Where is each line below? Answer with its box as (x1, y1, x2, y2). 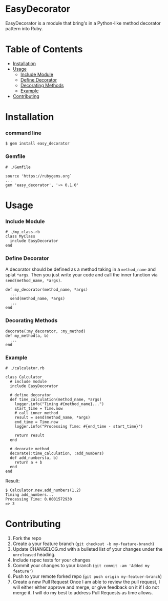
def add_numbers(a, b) (10, 455, 58, 460)
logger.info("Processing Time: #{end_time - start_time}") (14, 424, 143, 429)
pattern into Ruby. (5, 25, 43, 31)
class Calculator (5, 375, 43, 380)
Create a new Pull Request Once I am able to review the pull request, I (12, 578, 160, 585)
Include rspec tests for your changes (12, 557, 91, 563)
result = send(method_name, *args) (14, 415, 91, 420)
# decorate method (10, 447, 50, 452)
